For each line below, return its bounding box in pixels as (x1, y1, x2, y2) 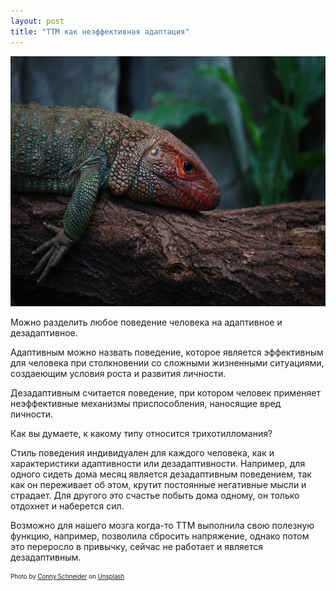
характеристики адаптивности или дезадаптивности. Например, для (10, 457, 306, 469)
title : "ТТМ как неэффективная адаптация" (10, 26, 190, 37)
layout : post (10, 16, 65, 26)
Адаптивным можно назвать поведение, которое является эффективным (10, 346, 324, 358)
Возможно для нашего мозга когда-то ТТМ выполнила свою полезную (10, 519, 315, 531)
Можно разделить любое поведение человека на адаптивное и (10, 316, 283, 328)
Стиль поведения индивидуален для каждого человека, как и (10, 446, 275, 459)
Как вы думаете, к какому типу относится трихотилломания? (10, 427, 273, 439)
